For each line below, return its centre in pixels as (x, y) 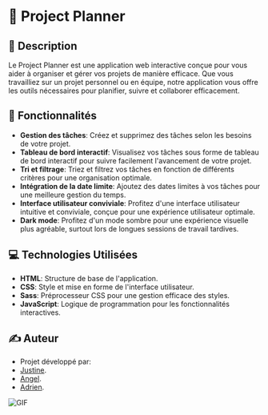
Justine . (33, 370)
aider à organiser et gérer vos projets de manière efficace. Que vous (121, 74)
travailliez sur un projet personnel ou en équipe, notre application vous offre (133, 82)
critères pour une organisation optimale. (86, 177)
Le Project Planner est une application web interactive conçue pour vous (128, 65)
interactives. (40, 312)
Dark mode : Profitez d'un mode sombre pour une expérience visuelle (134, 220)
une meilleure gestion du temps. (73, 195)
